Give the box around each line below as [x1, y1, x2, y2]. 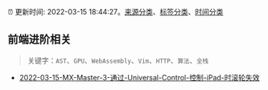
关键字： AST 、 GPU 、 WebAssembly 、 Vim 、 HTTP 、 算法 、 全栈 [27, 55, 209, 65]
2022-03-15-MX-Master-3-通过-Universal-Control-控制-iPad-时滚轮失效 [19, 72, 260, 82]
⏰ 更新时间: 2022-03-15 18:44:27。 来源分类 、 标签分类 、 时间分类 [7, 7, 224, 16]
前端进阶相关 [7, 33, 72, 47]
